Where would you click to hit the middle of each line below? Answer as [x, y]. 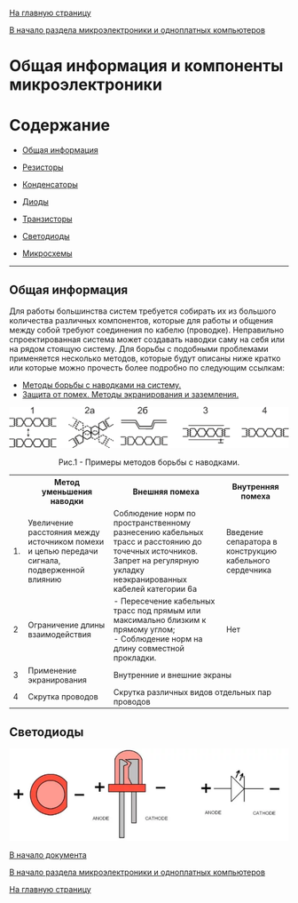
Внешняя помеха [166, 491]
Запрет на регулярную [157, 561]
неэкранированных [151, 579]
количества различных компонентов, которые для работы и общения [141, 320]
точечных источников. [156, 551]
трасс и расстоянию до [158, 542]
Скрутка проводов [63, 697]
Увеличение [51, 523]
